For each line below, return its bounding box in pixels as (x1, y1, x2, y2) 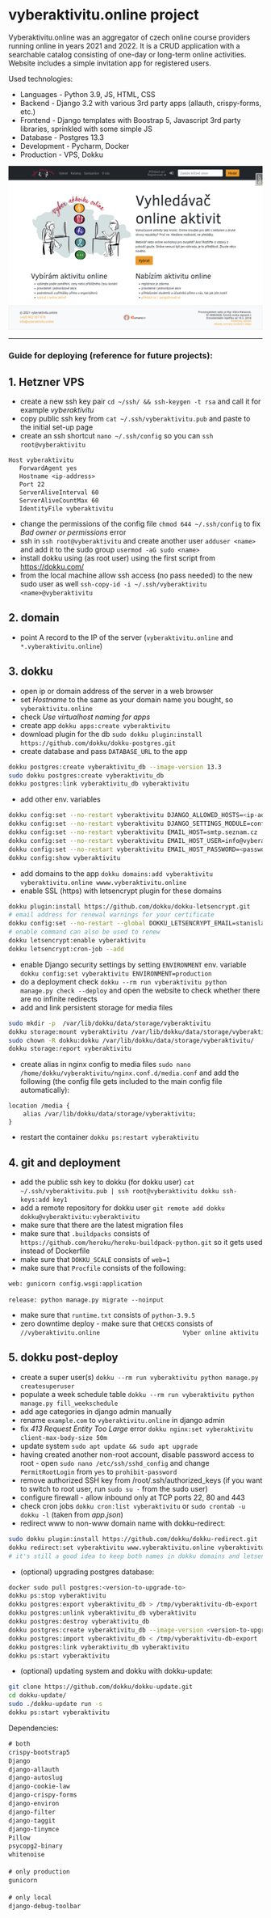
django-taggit (8, 1816, 56, 1825)
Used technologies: (8, 74, 73, 83)
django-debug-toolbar (8, 1902, 81, 1910)
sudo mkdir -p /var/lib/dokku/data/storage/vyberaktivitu (8, 1019, 211, 1027)
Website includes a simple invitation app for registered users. (8, 58, 211, 68)
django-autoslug (8, 1774, 63, 1782)
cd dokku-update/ (8, 1691, 67, 1700)
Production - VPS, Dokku (19, 150, 103, 159)
